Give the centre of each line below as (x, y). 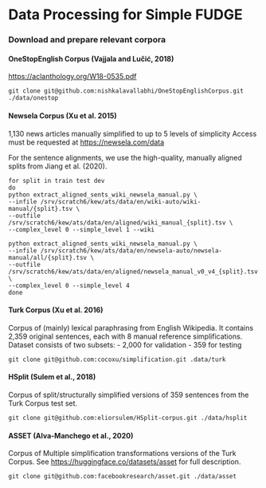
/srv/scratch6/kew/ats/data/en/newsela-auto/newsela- (131, 250)
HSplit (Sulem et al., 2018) (52, 377)
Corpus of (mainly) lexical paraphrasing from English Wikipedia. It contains (131, 327)
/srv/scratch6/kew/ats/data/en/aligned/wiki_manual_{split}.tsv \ (121, 222)
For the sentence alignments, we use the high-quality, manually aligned (125, 157)
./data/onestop (33, 98)
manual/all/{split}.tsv (48, 257)
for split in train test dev (57, 181)
